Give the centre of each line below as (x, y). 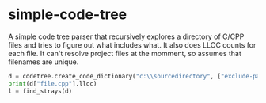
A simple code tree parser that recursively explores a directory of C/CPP (126, 36)
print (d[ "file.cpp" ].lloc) (53, 84)
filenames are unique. (44, 62)
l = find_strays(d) (40, 91)
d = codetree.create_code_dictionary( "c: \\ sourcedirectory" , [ (115, 76)
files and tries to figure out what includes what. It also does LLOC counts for (132, 44)
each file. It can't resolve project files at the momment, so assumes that (125, 53)
